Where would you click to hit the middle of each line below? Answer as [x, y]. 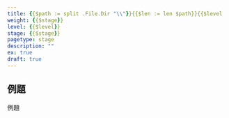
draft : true [24, 59]
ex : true [20, 53]
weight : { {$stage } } [35, 20]
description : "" [31, 46]
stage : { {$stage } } [34, 33]
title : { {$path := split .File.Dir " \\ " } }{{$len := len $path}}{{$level [115, 14]
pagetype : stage [31, 40]
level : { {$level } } [34, 27]
